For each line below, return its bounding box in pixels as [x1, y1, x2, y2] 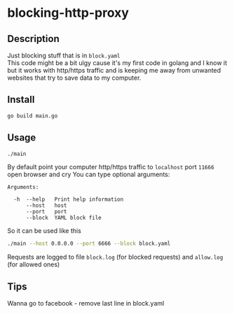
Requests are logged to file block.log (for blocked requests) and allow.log [7, 253, 223, 262]
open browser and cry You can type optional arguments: [7, 170, 170, 179]
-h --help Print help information [13, 196, 124, 204]
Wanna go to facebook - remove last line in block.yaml [7, 299, 165, 308]
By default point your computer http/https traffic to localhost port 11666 [7, 163, 215, 171]
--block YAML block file [25, 215, 102, 222]
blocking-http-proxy [7, 5, 130, 21]
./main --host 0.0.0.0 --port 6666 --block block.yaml [7, 240, 171, 248]
